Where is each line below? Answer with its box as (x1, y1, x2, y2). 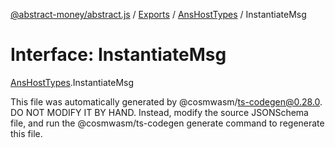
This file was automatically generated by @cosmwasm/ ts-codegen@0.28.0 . (10, 95, 323, 108)
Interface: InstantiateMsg (10, 44, 227, 66)
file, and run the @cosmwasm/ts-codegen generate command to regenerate (10, 117, 325, 129)
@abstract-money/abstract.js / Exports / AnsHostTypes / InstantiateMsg (10, 9, 307, 20)
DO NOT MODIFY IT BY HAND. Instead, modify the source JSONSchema (10, 106, 309, 118)
